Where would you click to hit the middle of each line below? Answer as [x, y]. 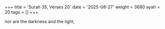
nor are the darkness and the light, [40, 22]
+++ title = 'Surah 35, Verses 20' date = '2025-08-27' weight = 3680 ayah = [82, 7]
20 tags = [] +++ [21, 12]
